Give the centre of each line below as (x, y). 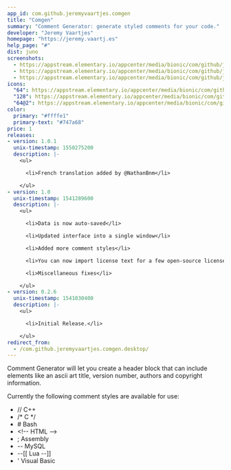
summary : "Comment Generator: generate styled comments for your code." (113, 26)
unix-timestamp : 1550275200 (54, 148)
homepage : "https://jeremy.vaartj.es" (63, 39)
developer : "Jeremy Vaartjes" (51, 33)
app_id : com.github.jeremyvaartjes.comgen (69, 13)
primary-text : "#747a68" (49, 122)
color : (16, 109)
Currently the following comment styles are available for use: (93, 396)
